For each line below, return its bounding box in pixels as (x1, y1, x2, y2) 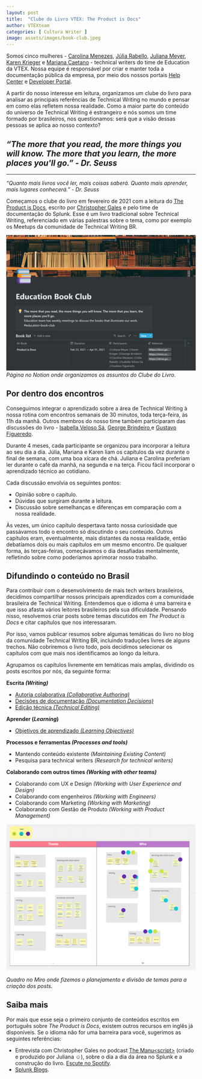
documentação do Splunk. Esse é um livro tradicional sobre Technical (6, 210, 179, 217)
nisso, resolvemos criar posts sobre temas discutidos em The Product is (6, 613, 185, 620)
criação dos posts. (6, 982, 53, 989)
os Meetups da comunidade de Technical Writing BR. (6, 223, 138, 230)
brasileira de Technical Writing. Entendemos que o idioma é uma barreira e (6, 599, 191, 607)
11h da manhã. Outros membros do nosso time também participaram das (6, 417, 186, 424)
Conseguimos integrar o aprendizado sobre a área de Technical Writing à (6, 404, 188, 412)
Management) (14, 812, 50, 820)
